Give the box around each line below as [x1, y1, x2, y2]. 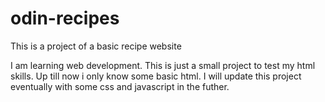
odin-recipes [10, 7, 120, 30]
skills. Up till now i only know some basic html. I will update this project [10, 70, 302, 82]
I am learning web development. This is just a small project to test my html [10, 59, 316, 71]
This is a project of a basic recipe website [10, 40, 182, 52]
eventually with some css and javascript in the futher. [10, 80, 230, 92]
